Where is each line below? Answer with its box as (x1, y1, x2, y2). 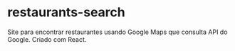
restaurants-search (7, 4, 126, 21)
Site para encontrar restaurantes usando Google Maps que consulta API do (7, 28, 228, 36)
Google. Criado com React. (7, 35, 87, 43)
